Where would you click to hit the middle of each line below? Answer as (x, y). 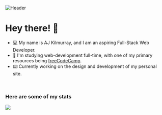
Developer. (24, 50)
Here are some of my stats (38, 96)
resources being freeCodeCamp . (47, 60)
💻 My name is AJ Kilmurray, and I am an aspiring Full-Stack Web (81, 43)
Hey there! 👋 (32, 28)
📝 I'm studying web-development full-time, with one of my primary (83, 55)
